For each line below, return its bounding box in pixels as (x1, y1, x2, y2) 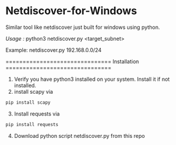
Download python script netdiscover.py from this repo (14, 132, 145, 139)
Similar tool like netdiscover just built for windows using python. (5, 24, 160, 31)
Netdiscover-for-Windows (5, 4, 138, 18)
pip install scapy (5, 99, 51, 106)
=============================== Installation (5, 58, 140, 65)
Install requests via (14, 110, 60, 117)
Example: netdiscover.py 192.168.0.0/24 (5, 46, 102, 54)
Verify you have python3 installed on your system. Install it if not (14, 75, 170, 83)
